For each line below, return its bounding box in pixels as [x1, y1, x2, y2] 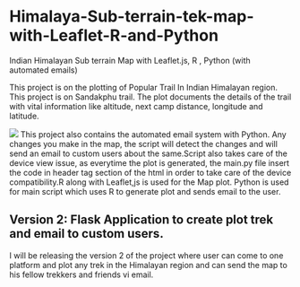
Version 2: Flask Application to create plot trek [9, 213, 274, 228]
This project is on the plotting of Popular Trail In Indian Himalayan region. [9, 82, 279, 92]
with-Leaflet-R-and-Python [9, 25, 219, 46]
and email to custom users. [9, 226, 164, 241]
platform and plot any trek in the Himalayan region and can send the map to [9, 259, 288, 270]
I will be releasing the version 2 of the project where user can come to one [9, 249, 284, 261]
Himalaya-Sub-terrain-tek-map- [9, 6, 254, 27]
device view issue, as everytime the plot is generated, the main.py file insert [9, 157, 289, 168]
